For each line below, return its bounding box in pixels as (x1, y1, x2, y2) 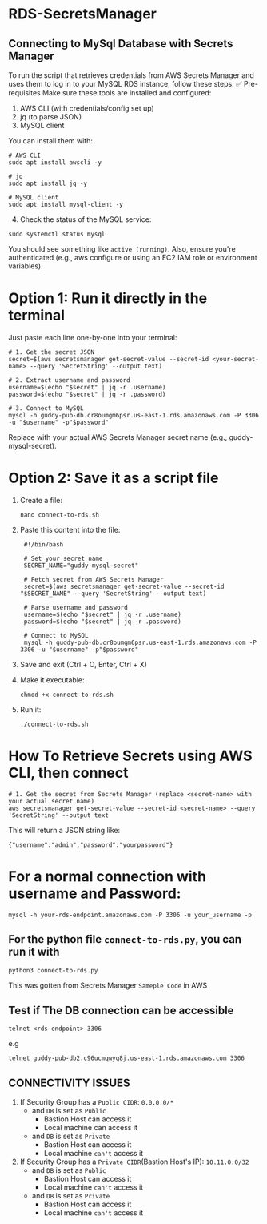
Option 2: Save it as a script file (8, 469, 219, 487)
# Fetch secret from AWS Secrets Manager (23, 575, 164, 583)
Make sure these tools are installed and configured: (42, 88, 212, 97)
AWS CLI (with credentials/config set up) (19, 103, 154, 113)
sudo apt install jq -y (8, 179, 88, 187)
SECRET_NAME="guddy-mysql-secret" (23, 562, 139, 570)
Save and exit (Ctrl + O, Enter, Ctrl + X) (19, 659, 148, 669)
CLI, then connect (8, 764, 129, 782)
